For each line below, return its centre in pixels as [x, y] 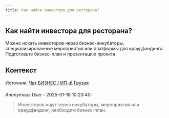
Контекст [21, 70]
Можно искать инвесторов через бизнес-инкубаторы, [65, 43]
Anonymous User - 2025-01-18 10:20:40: [49, 95]
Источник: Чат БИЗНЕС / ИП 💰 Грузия [47, 83]
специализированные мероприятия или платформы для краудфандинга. [84, 49]
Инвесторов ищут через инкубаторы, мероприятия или [78, 105]
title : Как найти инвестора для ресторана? [52, 10]
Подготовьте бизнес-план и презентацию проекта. [61, 54]
